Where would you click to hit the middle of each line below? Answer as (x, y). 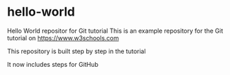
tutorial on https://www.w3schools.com (63, 37)
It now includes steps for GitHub (53, 64)
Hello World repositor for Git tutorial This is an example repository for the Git (115, 31)
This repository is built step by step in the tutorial (76, 51)
